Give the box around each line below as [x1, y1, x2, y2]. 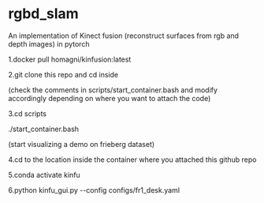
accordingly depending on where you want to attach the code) [8, 93, 211, 103]
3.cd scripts [8, 108, 47, 118]
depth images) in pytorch [8, 39, 90, 48]
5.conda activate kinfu [8, 170, 80, 179]
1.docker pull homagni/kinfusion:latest [8, 55, 132, 64]
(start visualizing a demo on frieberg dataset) [8, 139, 155, 148]
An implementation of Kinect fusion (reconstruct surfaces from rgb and [8, 31, 239, 40]
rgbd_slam [8, 5, 79, 23]
